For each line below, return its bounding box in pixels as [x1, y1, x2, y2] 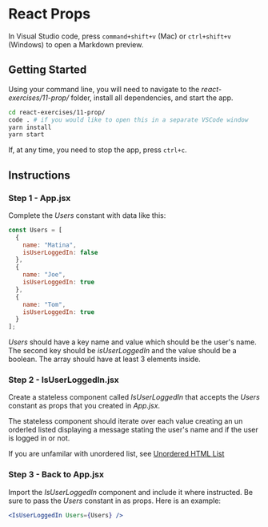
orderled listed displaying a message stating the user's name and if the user [8, 425, 258, 435]
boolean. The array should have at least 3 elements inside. [8, 354, 202, 364]
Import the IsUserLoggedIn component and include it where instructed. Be [8, 487, 254, 497]
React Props [8, 5, 90, 23]
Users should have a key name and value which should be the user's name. [8, 337, 258, 347]
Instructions [8, 168, 70, 182]
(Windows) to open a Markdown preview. [8, 39, 144, 49]
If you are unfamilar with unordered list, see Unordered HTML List [8, 449, 225, 459]
